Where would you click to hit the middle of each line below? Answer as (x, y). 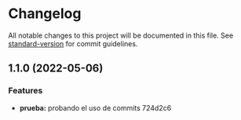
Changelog (45, 14)
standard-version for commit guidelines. (73, 43)
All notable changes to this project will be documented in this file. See (121, 35)
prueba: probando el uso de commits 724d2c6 (95, 107)
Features (26, 91)
